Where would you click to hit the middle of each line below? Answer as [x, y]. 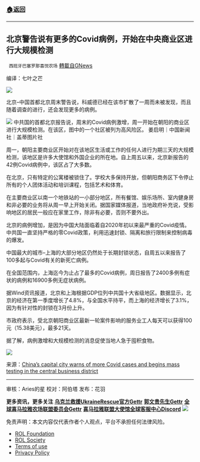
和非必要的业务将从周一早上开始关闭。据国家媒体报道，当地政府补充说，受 [97, 205]
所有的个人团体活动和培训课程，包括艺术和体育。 [66, 185]
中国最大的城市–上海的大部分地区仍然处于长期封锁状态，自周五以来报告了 [96, 253]
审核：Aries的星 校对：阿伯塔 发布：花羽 [56, 389]
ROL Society [30, 440]
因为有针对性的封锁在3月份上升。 [47, 308]
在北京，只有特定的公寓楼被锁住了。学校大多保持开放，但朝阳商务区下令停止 [100, 178]
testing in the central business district [52, 371]
